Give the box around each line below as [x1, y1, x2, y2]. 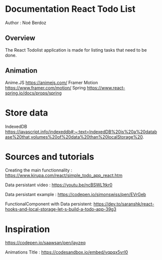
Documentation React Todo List [5, 3, 136, 15]
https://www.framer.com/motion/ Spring [5, 85, 86, 90]
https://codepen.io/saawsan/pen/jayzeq [5, 240, 86, 246]
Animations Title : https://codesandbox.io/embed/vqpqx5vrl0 [5, 249, 128, 255]
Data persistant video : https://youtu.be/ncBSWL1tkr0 [5, 182, 113, 188]
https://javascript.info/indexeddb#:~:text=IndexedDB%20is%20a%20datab [5, 129, 158, 135]
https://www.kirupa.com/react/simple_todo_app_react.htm [5, 173, 123, 178]
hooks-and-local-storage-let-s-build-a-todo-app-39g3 [5, 206, 116, 212]
